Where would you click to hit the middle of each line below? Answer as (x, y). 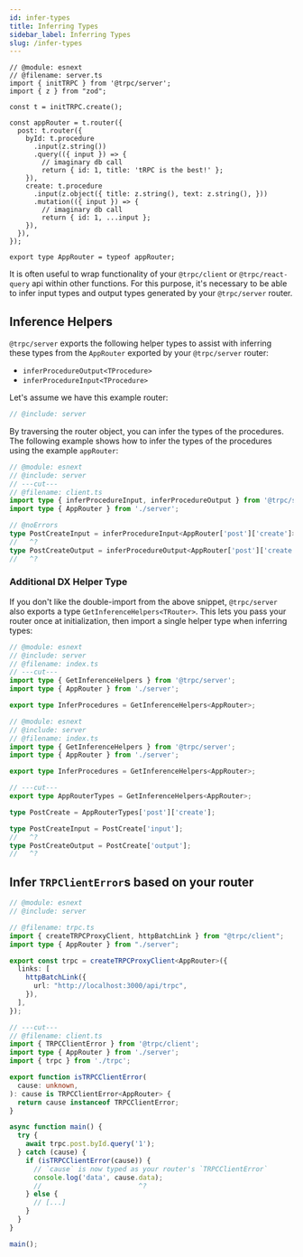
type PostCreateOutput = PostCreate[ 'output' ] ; (101, 845)
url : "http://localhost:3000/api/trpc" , (110, 986)
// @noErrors (34, 526)
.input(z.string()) (69, 147)
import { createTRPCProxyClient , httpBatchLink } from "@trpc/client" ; (147, 936)
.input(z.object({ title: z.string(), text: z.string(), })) (151, 194)
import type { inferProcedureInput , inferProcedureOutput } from (134, 501)
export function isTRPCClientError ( (78, 1077)
